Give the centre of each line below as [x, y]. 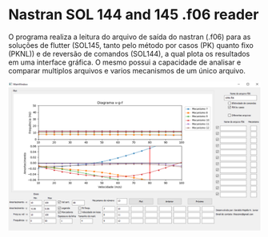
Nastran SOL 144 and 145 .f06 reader [134, 15]
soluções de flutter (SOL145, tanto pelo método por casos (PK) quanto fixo [131, 45]
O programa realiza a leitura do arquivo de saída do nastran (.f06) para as [130, 37]
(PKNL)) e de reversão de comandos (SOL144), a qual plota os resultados [129, 53]
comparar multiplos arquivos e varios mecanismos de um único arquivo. [127, 70]
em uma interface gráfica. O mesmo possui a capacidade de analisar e [125, 62]
